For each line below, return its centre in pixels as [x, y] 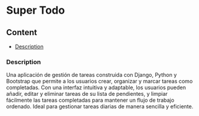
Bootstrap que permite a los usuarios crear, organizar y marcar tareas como [99, 81]
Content [22, 32]
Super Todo [36, 10]
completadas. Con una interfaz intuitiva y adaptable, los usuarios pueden [96, 87]
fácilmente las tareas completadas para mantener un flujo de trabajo [90, 100]
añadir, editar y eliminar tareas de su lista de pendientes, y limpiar [87, 94]
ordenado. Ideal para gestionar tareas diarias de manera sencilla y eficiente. [100, 106]
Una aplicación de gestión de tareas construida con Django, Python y [92, 75]
